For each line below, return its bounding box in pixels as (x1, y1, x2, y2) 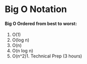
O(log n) (12, 37, 30, 43)
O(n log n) (12, 48, 33, 54)
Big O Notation (5, 4, 67, 15)
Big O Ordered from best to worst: (5, 20, 77, 26)
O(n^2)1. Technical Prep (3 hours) (12, 53, 82, 59)
